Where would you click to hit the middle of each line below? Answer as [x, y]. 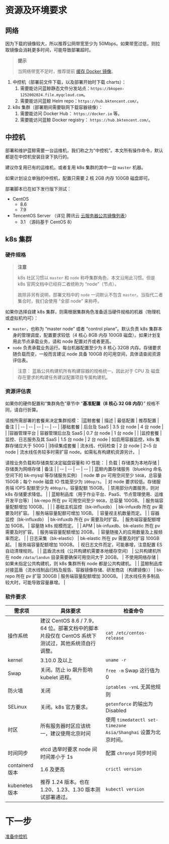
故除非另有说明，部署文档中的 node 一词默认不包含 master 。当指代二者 [90, 294]
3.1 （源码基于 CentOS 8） [47, 222]
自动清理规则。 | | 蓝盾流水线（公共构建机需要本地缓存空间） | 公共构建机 [81, 551]
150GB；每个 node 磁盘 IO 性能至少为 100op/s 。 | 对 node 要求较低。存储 [81, 481]
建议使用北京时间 [70, 734]
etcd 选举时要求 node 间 [68, 749]
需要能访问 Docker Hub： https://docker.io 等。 [71, 113]
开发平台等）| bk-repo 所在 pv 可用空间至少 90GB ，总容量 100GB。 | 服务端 [82, 500]
